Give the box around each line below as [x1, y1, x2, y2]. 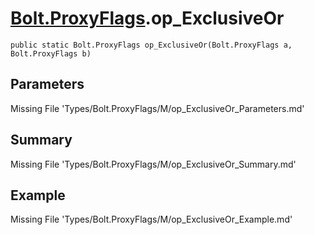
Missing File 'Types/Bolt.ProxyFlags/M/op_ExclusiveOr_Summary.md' [10, 158, 297, 170]
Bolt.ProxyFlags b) [10, 48, 92, 59]
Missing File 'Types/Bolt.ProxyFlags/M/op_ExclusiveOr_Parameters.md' [10, 102, 305, 114]
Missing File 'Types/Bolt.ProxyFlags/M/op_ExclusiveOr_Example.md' [10, 213, 293, 226]
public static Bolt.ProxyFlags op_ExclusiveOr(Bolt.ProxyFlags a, [10, 40, 293, 50]
